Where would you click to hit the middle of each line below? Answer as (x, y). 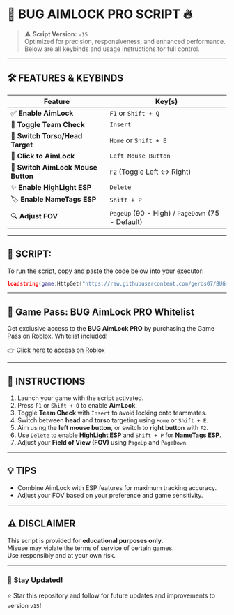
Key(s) (167, 101)
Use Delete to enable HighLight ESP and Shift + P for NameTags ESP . (119, 435)
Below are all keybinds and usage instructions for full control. (112, 49)
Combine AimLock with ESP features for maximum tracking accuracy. (117, 487)
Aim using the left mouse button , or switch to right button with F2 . (113, 428)
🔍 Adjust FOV (34, 216)
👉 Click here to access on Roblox (56, 350)
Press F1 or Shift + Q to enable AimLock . (77, 406)
